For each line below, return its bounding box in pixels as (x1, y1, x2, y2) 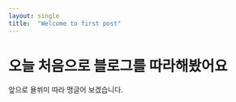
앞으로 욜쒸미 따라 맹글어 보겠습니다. (8, 85, 123, 95)
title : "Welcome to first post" (8, 19, 122, 28)
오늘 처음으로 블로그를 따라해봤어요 (8, 57, 229, 75)
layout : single (8, 11, 60, 20)
